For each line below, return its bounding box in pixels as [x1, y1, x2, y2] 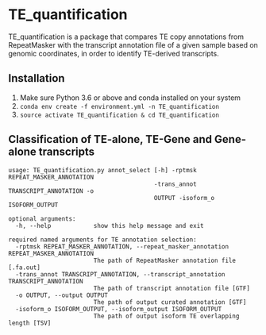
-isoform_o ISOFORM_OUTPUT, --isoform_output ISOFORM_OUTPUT [15, 305, 222, 313]
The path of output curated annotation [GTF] [93, 298, 247, 306]
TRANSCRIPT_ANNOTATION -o [8, 187, 94, 195]
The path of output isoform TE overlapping [93, 312, 240, 320]
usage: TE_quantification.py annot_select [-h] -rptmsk [8, 166, 197, 174]
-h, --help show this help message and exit [15, 221, 204, 229]
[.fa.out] [8, 264, 41, 271]
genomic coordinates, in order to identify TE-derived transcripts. [8, 48, 220, 58]
